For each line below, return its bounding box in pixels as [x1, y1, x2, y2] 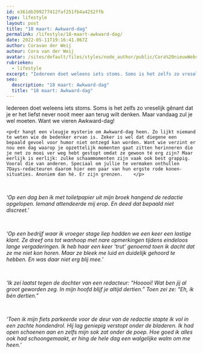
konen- [166, 166, 182, 172]
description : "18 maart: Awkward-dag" [11, 82, 110, 88]
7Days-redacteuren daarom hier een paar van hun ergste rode [6, 166, 164, 172]
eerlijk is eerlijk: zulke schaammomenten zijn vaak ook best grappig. [6, 155, 190, 161]
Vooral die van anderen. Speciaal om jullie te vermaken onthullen [6, 160, 180, 167]
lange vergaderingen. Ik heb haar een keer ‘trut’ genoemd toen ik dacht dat [6, 243, 195, 250]
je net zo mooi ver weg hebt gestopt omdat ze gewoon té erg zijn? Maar [6, 150, 193, 156]
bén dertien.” [6, 292, 39, 299]
